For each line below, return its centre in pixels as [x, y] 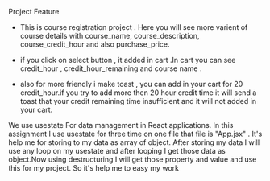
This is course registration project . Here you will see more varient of [134, 27]
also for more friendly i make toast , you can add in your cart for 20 [131, 84]
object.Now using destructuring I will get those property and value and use [133, 159]
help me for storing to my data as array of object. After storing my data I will [134, 142]
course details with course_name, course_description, [110, 36]
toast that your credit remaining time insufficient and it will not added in [138, 101]
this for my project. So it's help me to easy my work [94, 168]
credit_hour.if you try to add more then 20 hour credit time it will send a [138, 93]
